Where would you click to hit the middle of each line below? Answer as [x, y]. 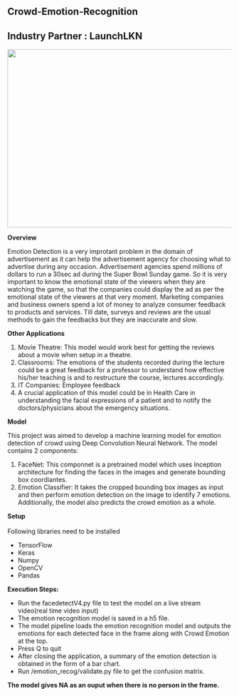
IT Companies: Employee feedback [69, 385]
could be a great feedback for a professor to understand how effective [121, 370]
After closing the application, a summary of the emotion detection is [117, 656]
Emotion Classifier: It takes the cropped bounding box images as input [121, 487]
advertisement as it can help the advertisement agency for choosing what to [119, 259]
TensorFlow [35, 546]
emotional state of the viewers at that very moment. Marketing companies [116, 297]
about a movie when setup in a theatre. [75, 355]
